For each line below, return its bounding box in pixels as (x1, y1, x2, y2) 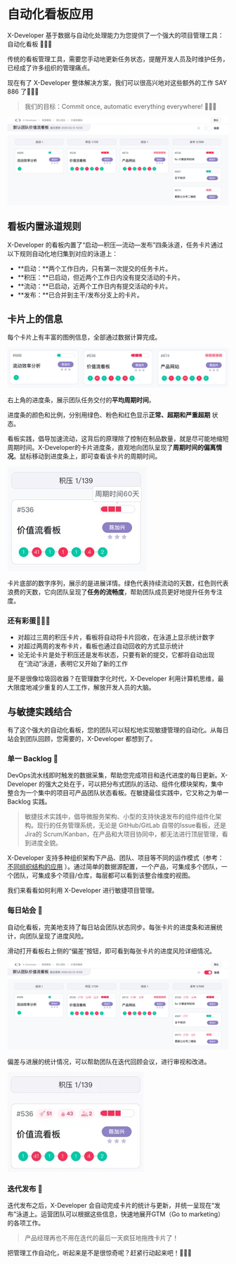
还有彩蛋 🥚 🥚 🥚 (7, 616, 51, 626)
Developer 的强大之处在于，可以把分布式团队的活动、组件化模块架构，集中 (7, 780, 223, 788)
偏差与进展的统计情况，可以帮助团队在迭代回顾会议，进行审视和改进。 (7, 1057, 211, 1066)
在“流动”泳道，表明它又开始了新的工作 (17, 659, 129, 668)
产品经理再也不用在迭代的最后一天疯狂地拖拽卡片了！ (24, 1233, 179, 1242)
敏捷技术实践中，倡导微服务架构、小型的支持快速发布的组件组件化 (24, 813, 216, 821)
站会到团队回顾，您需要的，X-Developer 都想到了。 (7, 735, 157, 743)
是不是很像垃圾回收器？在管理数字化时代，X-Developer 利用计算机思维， (7, 674, 218, 683)
